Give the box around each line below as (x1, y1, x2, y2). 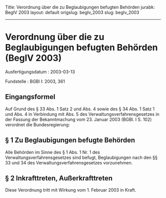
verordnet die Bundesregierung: (5, 121, 70, 128)
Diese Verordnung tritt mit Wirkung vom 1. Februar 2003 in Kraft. (5, 187, 136, 193)
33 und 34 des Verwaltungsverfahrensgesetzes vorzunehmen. (5, 159, 133, 165)
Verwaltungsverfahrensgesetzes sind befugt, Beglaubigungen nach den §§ (5, 154, 158, 160)
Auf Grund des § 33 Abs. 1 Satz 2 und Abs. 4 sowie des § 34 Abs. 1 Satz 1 (5, 106, 155, 112)
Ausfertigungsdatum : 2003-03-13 (5, 69, 75, 75)
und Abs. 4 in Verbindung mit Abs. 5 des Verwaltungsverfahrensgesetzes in (5, 111, 160, 117)
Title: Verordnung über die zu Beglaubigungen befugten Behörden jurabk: (5, 4, 155, 10)
